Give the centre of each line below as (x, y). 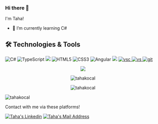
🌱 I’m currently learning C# (39, 28)
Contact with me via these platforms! (42, 107)
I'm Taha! (15, 19)
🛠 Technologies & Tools (43, 44)
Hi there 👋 (17, 8)
